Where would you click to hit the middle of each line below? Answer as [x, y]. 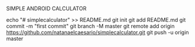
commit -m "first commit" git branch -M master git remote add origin [90, 26]
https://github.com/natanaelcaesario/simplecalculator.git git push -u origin [97, 32]
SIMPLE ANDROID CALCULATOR [46, 9]
